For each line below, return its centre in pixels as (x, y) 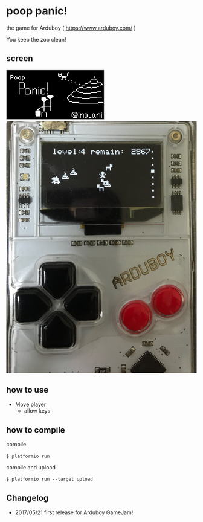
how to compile (36, 430)
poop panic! (37, 11)
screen (20, 59)
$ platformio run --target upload (50, 479)
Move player (31, 404)
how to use (27, 390)
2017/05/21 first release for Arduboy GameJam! (74, 512)
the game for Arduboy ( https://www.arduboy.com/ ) (71, 28)
